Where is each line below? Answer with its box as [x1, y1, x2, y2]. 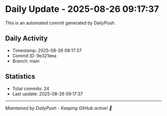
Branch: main [12, 58, 40, 64]
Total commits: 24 [12, 85, 50, 91]
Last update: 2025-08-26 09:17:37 [12, 91, 83, 97]
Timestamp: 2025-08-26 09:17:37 [12, 47, 82, 53]
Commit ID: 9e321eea [12, 53, 57, 58]
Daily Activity [5, 34, 48, 43]
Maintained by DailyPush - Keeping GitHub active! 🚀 [5, 105, 112, 111]
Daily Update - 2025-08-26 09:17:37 [5, 3, 159, 15]
